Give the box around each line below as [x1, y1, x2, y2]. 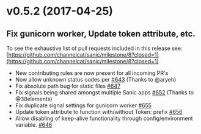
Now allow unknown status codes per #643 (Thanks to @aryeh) [15, 76, 177, 83]
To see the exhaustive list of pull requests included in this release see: [6, 44, 183, 52]
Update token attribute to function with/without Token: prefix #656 [15, 108, 183, 115]
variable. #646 [15, 121, 53, 129]
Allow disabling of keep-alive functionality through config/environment [15, 115, 194, 122]
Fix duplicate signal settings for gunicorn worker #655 [15, 102, 152, 109]
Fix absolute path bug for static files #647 [15, 82, 121, 90]
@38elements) [15, 96, 53, 102]
